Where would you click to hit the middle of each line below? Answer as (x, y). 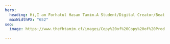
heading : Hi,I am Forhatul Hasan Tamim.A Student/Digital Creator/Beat (87, 15)
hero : (10, 10)
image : (16, 29)
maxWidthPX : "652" (29, 19)
